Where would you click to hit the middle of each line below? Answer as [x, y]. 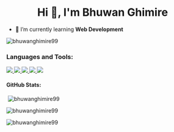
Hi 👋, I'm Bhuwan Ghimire [103, 12]
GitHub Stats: [24, 85]
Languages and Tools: [40, 57]
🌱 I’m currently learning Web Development [69, 29]
